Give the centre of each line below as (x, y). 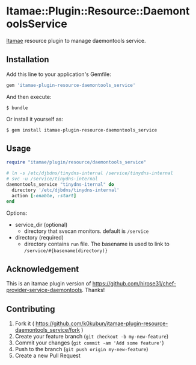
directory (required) (39, 237)
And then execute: (29, 97)
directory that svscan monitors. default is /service (86, 231)
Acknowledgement (43, 269)
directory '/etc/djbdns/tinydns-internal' (66, 190)
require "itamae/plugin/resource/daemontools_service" (76, 162)
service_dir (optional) (41, 224)
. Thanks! (93, 290)
